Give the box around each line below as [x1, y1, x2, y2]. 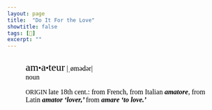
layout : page [7, 10, 45, 17]
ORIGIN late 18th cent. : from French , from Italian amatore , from [25, 88, 206, 96]
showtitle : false [7, 23, 58, 30]
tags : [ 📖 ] [7, 29, 36, 37]
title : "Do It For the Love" [7, 17, 96, 24]
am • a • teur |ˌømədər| [25, 61, 93, 74]
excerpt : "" [7, 36, 42, 43]
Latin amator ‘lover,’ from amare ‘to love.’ [25, 95, 146, 104]
